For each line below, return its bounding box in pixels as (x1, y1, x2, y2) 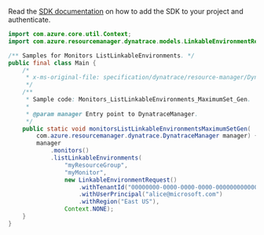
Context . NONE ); (64, 205, 114, 213)
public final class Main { (8, 59, 97, 67)
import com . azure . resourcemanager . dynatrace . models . (8, 37, 185, 46)
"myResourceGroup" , (64, 161, 128, 169)
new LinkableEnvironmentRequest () (64, 176, 178, 184)
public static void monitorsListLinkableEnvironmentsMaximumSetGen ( (22, 125, 251, 133)
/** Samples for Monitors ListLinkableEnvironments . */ (8, 51, 195, 60)
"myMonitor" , (64, 168, 108, 176)
